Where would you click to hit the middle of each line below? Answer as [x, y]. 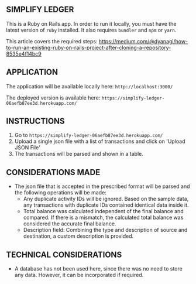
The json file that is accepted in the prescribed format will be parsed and [102, 186]
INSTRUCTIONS [36, 122]
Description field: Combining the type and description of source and [105, 230]
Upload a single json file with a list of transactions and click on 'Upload [100, 141]
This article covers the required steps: [52, 41]
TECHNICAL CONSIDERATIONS [64, 254]
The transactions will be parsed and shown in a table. [79, 154]
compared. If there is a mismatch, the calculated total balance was [103, 218]
